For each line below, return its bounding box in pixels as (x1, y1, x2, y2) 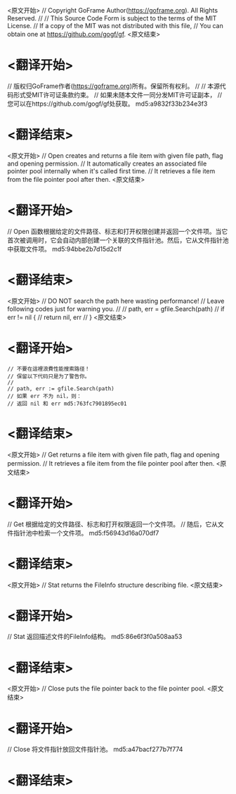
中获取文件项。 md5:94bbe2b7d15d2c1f (7, 244, 122, 253)
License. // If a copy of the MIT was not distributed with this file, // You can (7, 22, 223, 30)
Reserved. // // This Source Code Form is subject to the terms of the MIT (7, 14, 217, 23)
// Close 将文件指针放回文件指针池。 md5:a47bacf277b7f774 (7, 745, 183, 754)
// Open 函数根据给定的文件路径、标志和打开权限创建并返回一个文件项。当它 (7, 227, 228, 235)
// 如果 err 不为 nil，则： (7, 392, 82, 399)
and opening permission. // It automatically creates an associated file (7, 159, 207, 168)
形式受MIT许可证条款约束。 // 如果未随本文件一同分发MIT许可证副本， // (13, 90, 223, 99)
